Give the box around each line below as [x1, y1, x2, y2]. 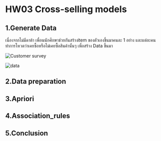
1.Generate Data [5, 24, 57, 32]
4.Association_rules [5, 112, 70, 120]
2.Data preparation [5, 77, 66, 86]
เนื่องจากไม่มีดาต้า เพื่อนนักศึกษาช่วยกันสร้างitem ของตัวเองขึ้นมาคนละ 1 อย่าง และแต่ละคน [5, 37, 156, 43]
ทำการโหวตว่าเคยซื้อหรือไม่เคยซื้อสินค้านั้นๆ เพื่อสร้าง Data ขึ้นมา [5, 43, 113, 49]
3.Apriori [5, 95, 34, 103]
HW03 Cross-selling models [5, 4, 127, 15]
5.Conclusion [5, 129, 48, 137]
